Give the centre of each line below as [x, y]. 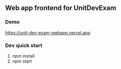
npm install [23, 56]
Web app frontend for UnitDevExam [61, 8]
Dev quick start [24, 45]
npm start [22, 61]
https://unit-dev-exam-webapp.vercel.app [48, 33]
